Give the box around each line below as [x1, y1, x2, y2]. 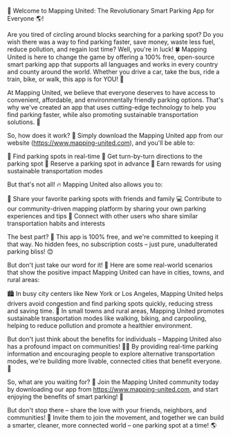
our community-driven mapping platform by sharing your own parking [7, 204, 206, 213]
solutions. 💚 [7, 118, 41, 126]
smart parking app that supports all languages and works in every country [7, 60, 219, 69]
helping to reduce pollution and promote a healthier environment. [7, 322, 192, 329]
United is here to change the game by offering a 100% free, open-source [7, 53, 215, 61]
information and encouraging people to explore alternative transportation [7, 350, 215, 358]
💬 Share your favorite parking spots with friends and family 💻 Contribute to [7, 195, 223, 202]
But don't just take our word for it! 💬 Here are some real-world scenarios [7, 261, 213, 269]
